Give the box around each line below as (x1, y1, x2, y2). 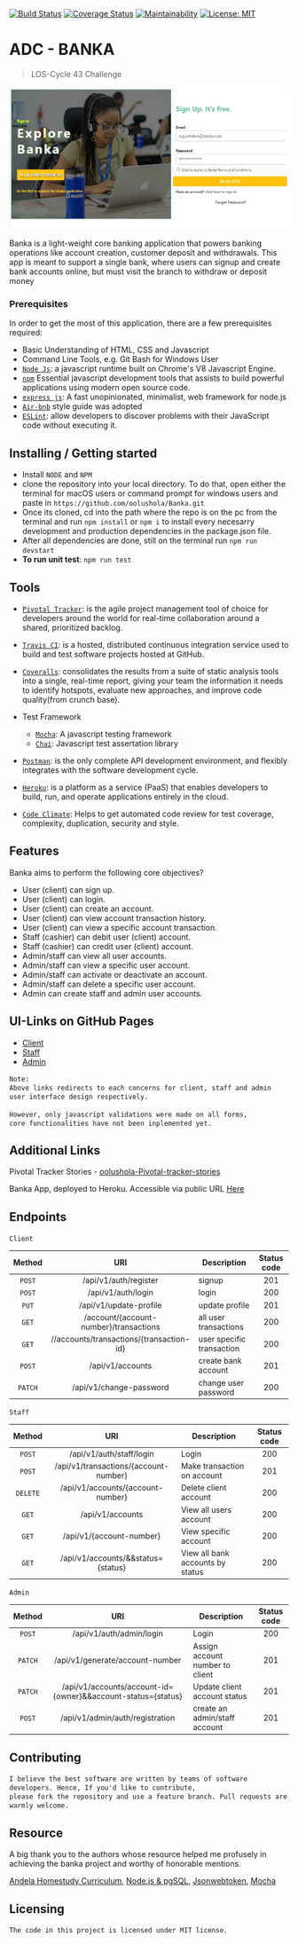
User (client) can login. (21, 893, 106, 904)
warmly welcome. (9, 1801, 69, 1810)
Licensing (9, 1901, 65, 1916)
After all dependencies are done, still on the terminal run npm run (21, 535, 258, 546)
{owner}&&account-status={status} (52, 1690, 184, 1701)
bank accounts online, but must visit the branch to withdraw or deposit (9, 266, 268, 277)
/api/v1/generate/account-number (53, 1655, 182, 1665)
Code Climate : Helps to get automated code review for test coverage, (21, 808, 275, 820)
